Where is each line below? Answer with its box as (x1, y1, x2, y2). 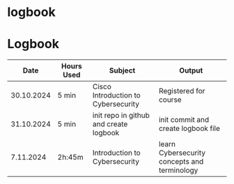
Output (179, 66, 203, 75)
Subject (109, 66, 136, 75)
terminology (159, 165, 198, 175)
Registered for (159, 86, 205, 96)
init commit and (159, 115, 210, 125)
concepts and (159, 157, 204, 167)
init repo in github (93, 111, 150, 121)
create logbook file (159, 123, 221, 133)
